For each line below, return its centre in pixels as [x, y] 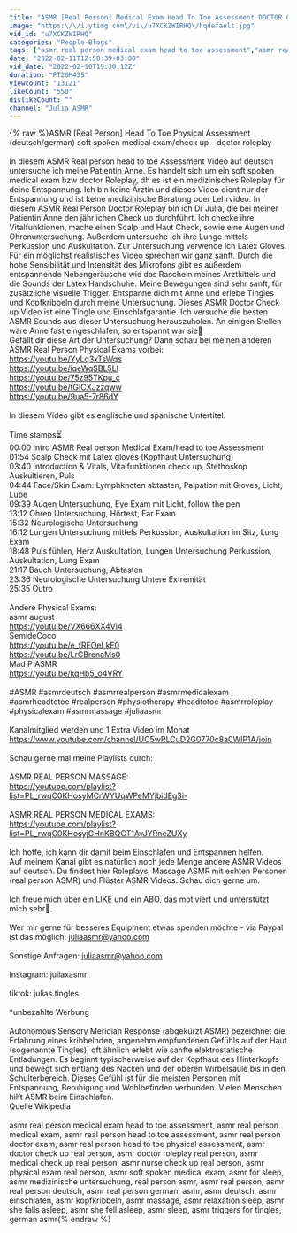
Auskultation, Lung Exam [54, 561]
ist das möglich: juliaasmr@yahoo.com [80, 937]
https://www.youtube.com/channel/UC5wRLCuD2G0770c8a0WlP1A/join [141, 740]
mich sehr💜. [31, 909]
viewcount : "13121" [45, 83]
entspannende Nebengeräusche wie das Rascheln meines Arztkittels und [142, 275]
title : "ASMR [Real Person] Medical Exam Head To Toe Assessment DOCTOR [146, 17]
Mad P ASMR [33, 664]
